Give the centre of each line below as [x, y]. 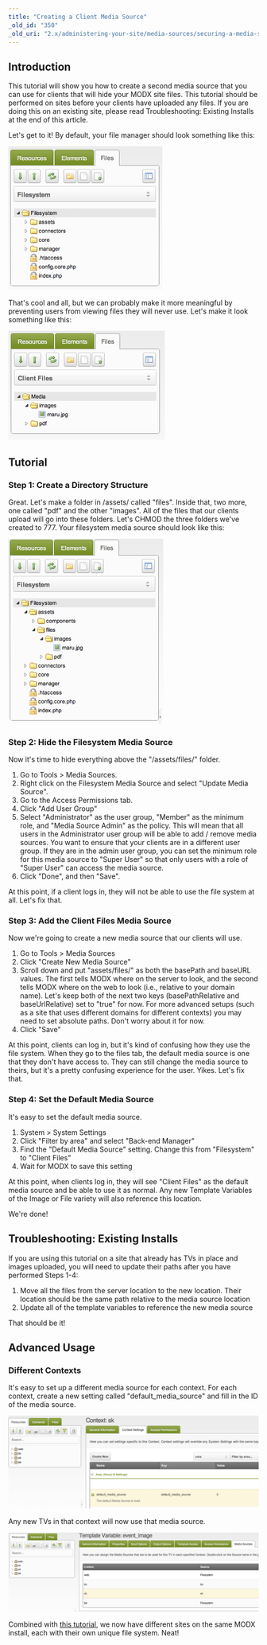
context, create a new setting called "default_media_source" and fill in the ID [133, 1396]
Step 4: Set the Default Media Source [81, 1100]
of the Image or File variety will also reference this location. [105, 1199]
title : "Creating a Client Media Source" [78, 17]
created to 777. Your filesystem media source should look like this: [116, 527]
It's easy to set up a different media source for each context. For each [122, 1388]
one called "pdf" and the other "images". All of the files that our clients [124, 510]
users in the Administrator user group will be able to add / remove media [138, 834]
